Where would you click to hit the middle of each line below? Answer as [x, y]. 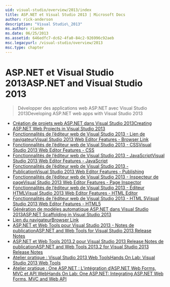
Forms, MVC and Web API [39, 279]
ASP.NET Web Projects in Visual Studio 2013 [59, 128]
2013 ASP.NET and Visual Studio [74, 83]
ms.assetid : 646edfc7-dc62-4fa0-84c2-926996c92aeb [60, 38]
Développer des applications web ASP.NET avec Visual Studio [82, 108]
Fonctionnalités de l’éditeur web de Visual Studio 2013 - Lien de [79, 134]
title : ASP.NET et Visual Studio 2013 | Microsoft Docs [65, 15]
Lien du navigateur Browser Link [46, 220]
